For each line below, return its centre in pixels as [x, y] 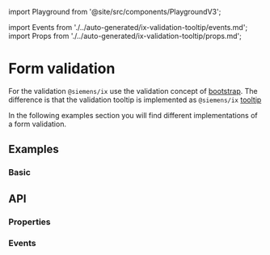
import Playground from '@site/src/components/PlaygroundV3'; [115, 12]
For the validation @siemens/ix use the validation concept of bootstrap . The [133, 91]
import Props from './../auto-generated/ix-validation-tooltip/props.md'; [125, 36]
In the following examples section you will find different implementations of [133, 115]
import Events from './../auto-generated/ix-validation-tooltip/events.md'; [128, 27]
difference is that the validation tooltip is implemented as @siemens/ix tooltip [135, 100]
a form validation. [38, 124]
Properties [30, 222]
